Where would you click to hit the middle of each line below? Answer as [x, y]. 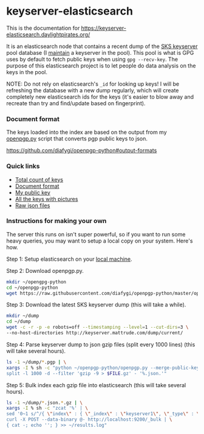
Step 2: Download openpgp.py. [45, 270]
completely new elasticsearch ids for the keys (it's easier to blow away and [100, 97]
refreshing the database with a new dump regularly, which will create [93, 90]
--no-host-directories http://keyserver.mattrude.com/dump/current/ [95, 333]
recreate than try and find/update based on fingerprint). [76, 103]
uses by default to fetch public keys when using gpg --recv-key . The [92, 59]
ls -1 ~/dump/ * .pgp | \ [36, 362]
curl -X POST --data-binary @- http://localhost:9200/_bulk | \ [89, 420]
